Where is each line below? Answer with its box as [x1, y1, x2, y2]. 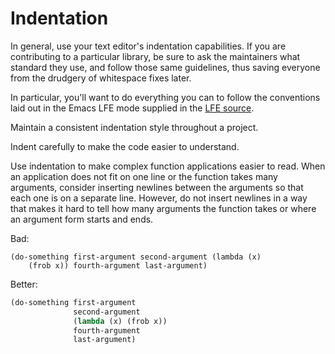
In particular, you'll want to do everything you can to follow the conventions [10, 91, 321, 103]
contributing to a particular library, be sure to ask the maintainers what [10, 50, 301, 62]
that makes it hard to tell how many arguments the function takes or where [10, 202, 317, 214]
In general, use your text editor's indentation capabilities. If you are [10, 40, 287, 52]
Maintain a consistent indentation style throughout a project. [10, 121, 259, 133]
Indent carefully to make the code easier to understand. [10, 140, 240, 152]
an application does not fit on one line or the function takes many [10, 170, 278, 182]
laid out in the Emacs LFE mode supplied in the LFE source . [10, 102, 255, 114]
